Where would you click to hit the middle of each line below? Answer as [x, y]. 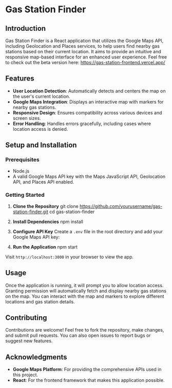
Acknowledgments [36, 357]
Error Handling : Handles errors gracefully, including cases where [82, 124]
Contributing [26, 318]
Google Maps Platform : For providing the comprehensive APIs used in [87, 370]
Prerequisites [22, 160]
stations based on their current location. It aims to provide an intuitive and [83, 52]
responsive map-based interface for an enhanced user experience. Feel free [86, 57]
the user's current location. [41, 96]
